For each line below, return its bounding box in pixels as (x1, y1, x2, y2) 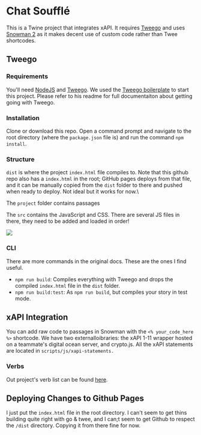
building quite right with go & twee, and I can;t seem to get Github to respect (6, 416, 195, 423)
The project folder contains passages (6, 199, 100, 207)
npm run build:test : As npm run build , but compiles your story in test (14, 288, 188, 296)
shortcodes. (6, 37, 36, 44)
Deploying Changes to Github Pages (6, 394, 145, 404)
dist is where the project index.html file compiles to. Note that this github (6, 169, 189, 176)
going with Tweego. (6, 99, 55, 106)
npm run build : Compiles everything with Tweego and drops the (14, 275, 173, 283)
